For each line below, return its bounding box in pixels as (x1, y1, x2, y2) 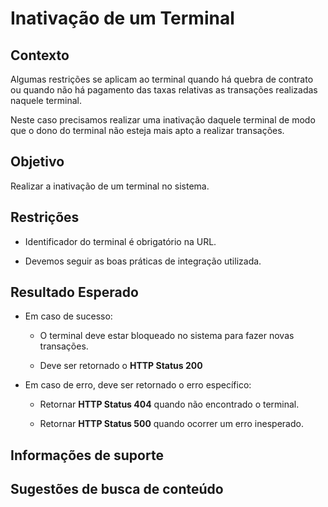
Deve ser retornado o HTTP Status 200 (39, 360, 203, 372)
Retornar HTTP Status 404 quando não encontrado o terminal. (39, 398, 300, 411)
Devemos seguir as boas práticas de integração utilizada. (24, 255, 262, 267)
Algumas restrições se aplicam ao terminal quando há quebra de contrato (10, 73, 314, 85)
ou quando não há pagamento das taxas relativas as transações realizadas (10, 84, 318, 96)
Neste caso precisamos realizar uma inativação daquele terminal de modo (10, 114, 316, 126)
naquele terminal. (10, 95, 82, 106)
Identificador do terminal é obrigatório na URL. (24, 235, 217, 247)
